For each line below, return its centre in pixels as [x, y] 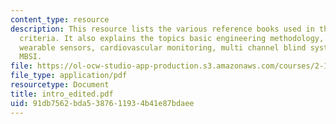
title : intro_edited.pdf [62, 94]
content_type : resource [60, 19]
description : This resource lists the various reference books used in [162, 29]
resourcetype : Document [60, 85]
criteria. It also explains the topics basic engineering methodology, [172, 38]
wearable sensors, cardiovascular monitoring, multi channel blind [163, 47]
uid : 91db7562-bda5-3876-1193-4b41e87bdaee [102, 103]
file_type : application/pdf [69, 76]
